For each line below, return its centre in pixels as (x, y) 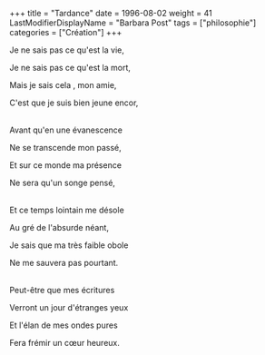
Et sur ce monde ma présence (66, 165)
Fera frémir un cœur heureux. (65, 343)
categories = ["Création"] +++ (66, 32)
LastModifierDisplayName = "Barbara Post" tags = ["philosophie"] (133, 23)
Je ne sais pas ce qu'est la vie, (67, 50)
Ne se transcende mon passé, (66, 148)
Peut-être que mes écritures (62, 290)
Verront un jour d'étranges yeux (69, 307)
